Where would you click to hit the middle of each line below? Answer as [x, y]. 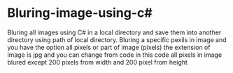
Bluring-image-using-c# [80, 13]
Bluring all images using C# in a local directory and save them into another [114, 32]
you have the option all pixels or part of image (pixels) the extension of [109, 47]
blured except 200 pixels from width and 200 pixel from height [97, 62]
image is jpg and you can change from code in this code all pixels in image [115, 55]
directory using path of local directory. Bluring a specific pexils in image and [117, 39]
